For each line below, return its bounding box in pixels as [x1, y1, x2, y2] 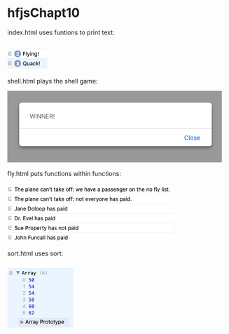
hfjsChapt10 [7, 5, 81, 21]
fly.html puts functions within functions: [7, 169, 121, 178]
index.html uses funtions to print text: [7, 28, 115, 36]
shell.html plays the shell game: [7, 76, 98, 85]
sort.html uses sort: [7, 249, 64, 258]
